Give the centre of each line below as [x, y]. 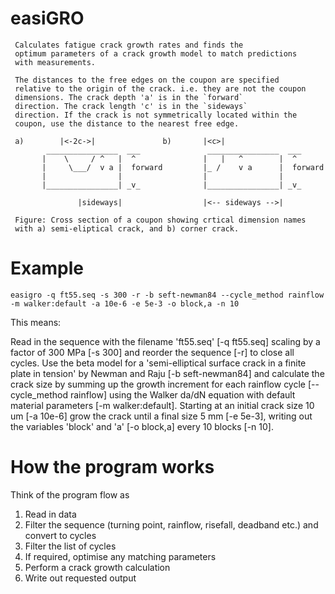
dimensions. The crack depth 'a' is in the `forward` [129, 97]
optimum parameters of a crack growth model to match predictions [156, 53]
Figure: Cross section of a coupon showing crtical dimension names [160, 220]
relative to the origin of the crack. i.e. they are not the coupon [160, 88]
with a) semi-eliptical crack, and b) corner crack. [127, 228]
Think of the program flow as [70, 494]
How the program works [112, 467]
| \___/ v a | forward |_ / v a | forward [183, 167]
